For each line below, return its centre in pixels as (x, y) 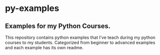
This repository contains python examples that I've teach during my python (80, 37)
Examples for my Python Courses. (58, 26)
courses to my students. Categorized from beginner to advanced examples (80, 43)
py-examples (32, 8)
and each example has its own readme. (44, 48)
